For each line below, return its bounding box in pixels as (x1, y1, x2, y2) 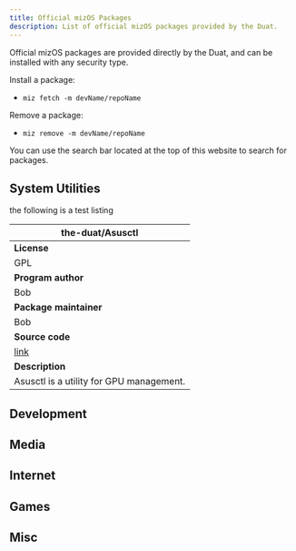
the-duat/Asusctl (60, 227, 139, 240)
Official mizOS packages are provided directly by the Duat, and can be (9, 46, 273, 57)
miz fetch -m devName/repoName (22, 93, 142, 103)
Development (9, 406, 88, 422)
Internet (9, 468, 56, 484)
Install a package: (9, 74, 75, 85)
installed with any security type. (9, 56, 129, 67)
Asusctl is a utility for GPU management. (14, 375, 186, 388)
